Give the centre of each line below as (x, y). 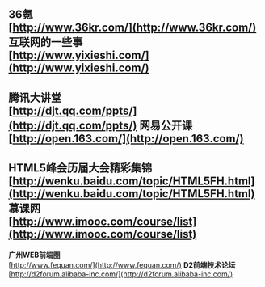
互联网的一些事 (46, 42)
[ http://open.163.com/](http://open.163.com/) (126, 139)
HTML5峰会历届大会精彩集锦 (80, 168)
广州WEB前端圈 (34, 255)
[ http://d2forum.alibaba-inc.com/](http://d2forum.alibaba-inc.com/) (121, 274)
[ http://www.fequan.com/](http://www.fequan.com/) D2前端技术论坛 (122, 264)
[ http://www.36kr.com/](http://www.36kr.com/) (132, 28)
